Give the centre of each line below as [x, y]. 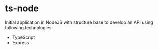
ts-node [22, 9]
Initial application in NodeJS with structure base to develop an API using [79, 22]
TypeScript [24, 37]
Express [21, 42]
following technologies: [29, 27]
